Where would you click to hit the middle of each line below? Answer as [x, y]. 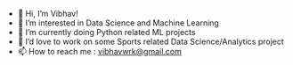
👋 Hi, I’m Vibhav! [48, 14]
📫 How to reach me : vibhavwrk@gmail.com [100, 51]
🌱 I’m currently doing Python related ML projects [106, 32]
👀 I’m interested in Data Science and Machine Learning [118, 23]
